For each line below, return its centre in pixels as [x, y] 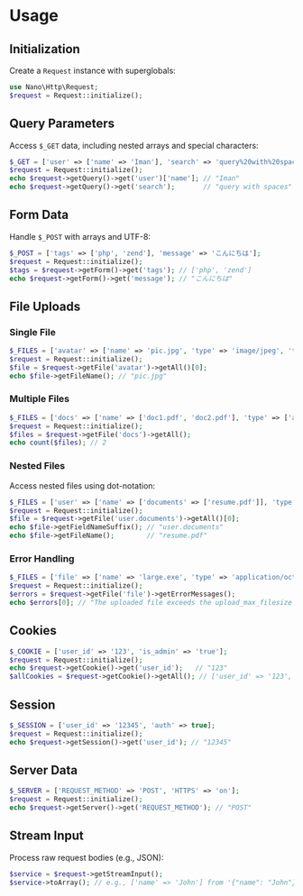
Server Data [44, 770]
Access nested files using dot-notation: [83, 485]
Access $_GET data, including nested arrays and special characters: [134, 145]
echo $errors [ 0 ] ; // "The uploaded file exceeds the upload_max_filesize [151, 602]
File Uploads [45, 306]
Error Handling [42, 558]
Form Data [39, 215]
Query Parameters [62, 124]
